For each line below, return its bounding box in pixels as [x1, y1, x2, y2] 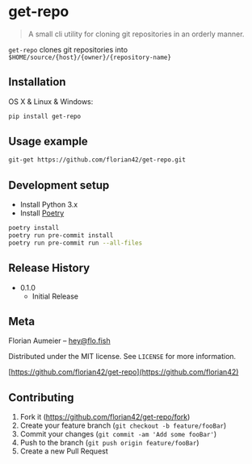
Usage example [8, 135, 89, 148]
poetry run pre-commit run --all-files [8, 239, 143, 247]
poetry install [8, 224, 60, 232]
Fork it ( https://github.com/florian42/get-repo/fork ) [19, 412, 191, 422]
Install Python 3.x [19, 200, 78, 210]
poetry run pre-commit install [8, 232, 114, 240]
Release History [8, 261, 90, 275]
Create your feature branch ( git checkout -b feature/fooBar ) [19, 420, 227, 430]
